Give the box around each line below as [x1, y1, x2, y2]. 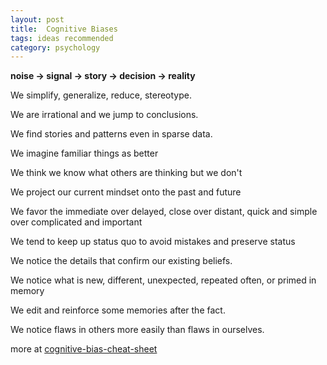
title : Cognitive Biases [10, 24, 118, 34]
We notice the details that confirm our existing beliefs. [10, 255, 233, 267]
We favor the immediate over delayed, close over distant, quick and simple [10, 206, 318, 218]
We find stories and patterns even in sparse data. [10, 128, 213, 140]
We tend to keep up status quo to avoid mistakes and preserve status [10, 236, 296, 248]
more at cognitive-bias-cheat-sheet [10, 343, 158, 355]
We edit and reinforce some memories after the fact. [10, 304, 226, 316]
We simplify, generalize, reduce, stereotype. [10, 89, 193, 101]
